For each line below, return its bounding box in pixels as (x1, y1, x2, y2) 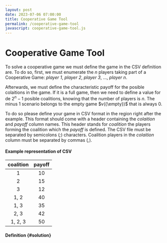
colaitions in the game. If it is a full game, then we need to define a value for (5, 89, 161, 95)
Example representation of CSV (5, 148, 72, 155)
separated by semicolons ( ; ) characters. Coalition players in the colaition (5, 132, 155, 138)
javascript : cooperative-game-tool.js (5, 26, 86, 31)
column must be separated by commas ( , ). (5, 137, 92, 143)
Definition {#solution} (5, 232, 51, 238)
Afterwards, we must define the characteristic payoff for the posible (5, 84, 145, 90)
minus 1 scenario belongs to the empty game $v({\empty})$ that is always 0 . (5, 101, 163, 107)
